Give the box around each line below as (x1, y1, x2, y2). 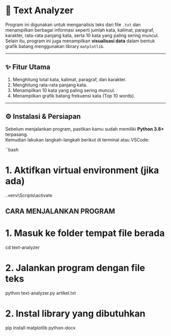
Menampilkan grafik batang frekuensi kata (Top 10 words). (12, 92, 135, 99)
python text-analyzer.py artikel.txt (5, 290, 76, 296)
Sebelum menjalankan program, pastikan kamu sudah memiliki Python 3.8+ (5, 126, 164, 132)
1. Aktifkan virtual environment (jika (5, 164, 159, 176)
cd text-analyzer (5, 244, 40, 250)
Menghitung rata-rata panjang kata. (12, 82, 88, 88)
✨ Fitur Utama (5, 63, 51, 71)
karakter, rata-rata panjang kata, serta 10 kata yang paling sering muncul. (5, 32, 159, 38)
